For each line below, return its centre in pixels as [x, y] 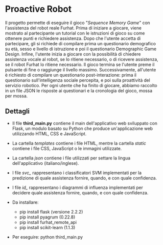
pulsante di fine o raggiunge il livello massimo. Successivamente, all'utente [81, 69]
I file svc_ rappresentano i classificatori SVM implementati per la [77, 173]
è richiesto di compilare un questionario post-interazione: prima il [71, 75]
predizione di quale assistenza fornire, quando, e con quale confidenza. [84, 178]
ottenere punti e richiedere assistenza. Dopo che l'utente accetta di [73, 38]
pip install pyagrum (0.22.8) [47, 217]
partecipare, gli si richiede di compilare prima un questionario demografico [81, 43]
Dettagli [17, 111]
